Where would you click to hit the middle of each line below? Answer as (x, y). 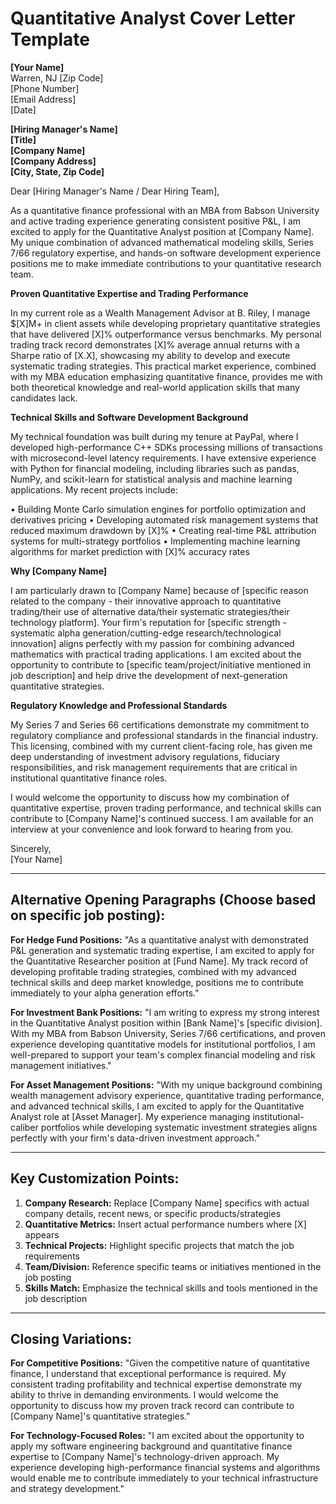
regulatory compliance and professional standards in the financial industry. (164, 735)
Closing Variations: (71, 1338)
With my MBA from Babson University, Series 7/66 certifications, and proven (168, 1033)
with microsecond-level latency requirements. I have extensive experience (163, 458)
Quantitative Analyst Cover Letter (153, 18)
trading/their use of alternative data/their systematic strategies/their (150, 611)
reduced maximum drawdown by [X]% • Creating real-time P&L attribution (163, 530)
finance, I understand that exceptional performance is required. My (148, 1374)
